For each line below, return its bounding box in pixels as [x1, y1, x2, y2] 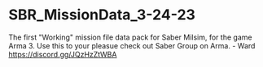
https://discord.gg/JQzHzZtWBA [8, 49, 117, 59]
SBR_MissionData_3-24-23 [8, 6, 195, 24]
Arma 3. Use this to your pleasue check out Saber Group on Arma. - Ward [8, 40, 256, 50]
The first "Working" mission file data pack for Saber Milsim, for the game [8, 32, 252, 42]
